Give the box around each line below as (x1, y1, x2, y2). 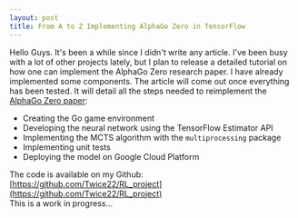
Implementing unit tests (22, 142, 111, 153)
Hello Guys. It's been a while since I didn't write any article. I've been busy (9, 46, 288, 57)
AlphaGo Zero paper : (9, 94, 88, 105)
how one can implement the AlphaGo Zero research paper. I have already (9, 65, 283, 77)
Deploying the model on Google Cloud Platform (22, 151, 200, 162)
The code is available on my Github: (9, 169, 144, 180)
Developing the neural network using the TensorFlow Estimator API (22, 122, 274, 133)
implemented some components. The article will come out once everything (9, 75, 290, 86)
